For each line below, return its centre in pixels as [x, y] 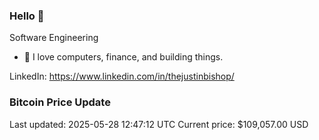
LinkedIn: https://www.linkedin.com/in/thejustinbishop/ [122, 76]
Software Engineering [54, 38]
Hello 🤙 [27, 16]
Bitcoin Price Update [60, 102]
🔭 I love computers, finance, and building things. [123, 57]
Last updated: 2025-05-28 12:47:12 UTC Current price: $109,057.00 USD [159, 124]
